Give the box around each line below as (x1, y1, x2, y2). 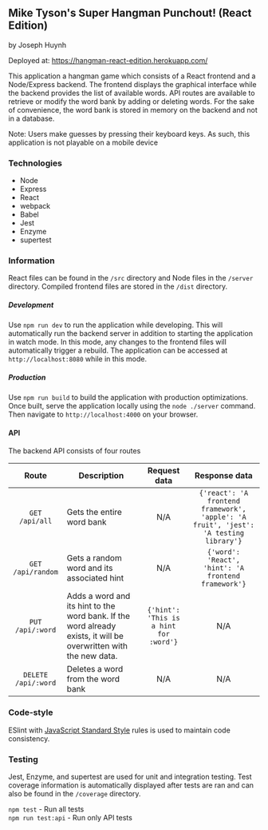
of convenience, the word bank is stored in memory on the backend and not (8, 105, 258, 114)
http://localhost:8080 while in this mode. (8, 354, 148, 364)
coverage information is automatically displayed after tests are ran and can (8, 780, 254, 790)
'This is (147, 613, 181, 622)
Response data (194, 469, 253, 481)
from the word (66, 673, 120, 684)
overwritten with (66, 640, 128, 651)
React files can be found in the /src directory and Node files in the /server (8, 273, 254, 283)
